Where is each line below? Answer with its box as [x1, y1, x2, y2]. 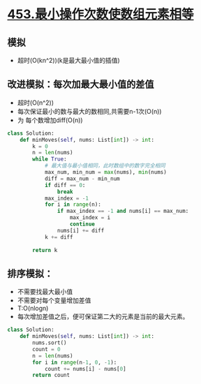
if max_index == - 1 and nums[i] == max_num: [57, 207, 189, 215]
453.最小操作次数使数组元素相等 [7, 6, 194, 22]
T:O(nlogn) [17, 304, 49, 313]
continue [69, 221, 96, 228]
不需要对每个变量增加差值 [17, 296, 91, 304]
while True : [32, 156, 68, 163]
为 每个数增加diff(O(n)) [17, 116, 83, 124]
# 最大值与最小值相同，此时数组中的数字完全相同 [44, 162, 165, 170]
